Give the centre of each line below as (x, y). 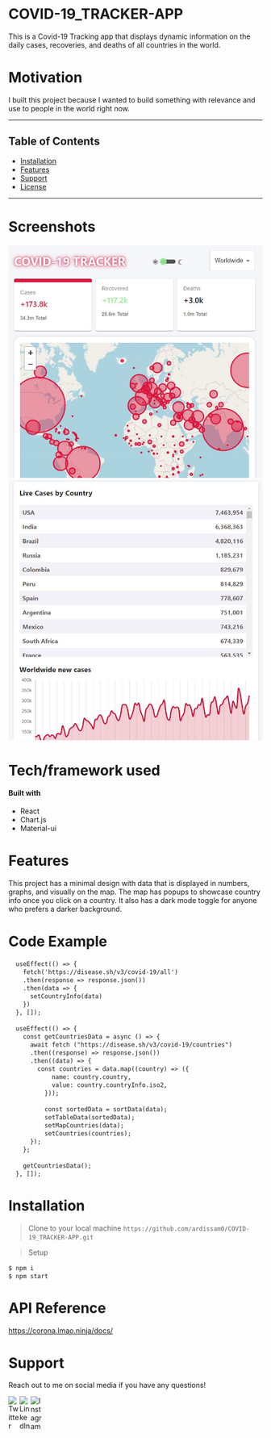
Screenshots (52, 226)
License (33, 186)
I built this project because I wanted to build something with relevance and (132, 100)
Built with (25, 793)
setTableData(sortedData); (90, 1117)
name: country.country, (91, 1077)
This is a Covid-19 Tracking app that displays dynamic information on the (129, 36)
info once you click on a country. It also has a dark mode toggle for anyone (133, 900)
